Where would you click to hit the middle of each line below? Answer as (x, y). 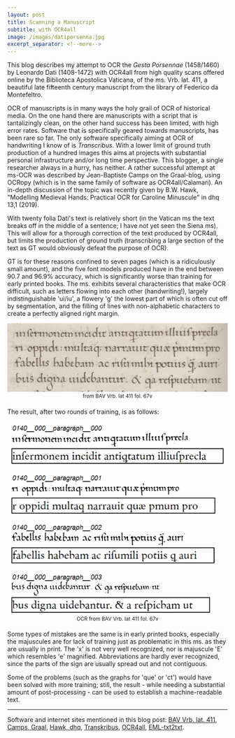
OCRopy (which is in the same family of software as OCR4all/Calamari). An (115, 182)
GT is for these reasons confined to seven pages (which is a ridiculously (111, 261)
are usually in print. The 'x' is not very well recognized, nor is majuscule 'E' (115, 649)
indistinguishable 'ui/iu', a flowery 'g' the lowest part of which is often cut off (117, 299)
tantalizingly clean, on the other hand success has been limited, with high (113, 123)
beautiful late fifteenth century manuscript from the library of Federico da (113, 87)
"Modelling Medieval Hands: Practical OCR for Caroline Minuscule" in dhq (113, 197)
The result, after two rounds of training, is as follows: (83, 412)
